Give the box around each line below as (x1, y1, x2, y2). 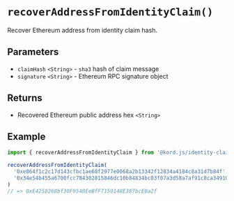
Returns (7, 93, 43, 104)
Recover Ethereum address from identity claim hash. (7, 26, 158, 34)
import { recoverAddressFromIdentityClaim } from (7, 149, 155, 156)
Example (7, 131, 46, 143)
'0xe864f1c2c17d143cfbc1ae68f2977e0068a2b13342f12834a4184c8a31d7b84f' (13, 168, 226, 175)
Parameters (7, 46, 59, 58)
